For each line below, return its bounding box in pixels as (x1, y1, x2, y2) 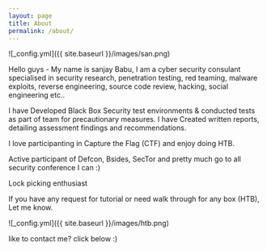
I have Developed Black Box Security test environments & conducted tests (8, 106, 256, 115)
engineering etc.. (8, 90, 66, 100)
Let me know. (8, 203, 53, 212)
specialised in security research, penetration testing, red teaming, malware (8, 73, 258, 83)
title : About (8, 19, 53, 27)
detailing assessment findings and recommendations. (8, 123, 187, 133)
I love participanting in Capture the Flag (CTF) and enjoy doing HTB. (8, 139, 235, 149)
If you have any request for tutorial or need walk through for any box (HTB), (8, 195, 261, 204)
